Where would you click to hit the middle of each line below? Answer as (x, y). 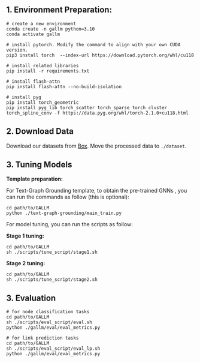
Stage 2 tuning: (26, 263)
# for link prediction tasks (43, 338)
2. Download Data (40, 131)
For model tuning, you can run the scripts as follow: (69, 224)
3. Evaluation (31, 298)
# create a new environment (41, 23)
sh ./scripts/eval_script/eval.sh (49, 322)
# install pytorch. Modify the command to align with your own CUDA (93, 44)
